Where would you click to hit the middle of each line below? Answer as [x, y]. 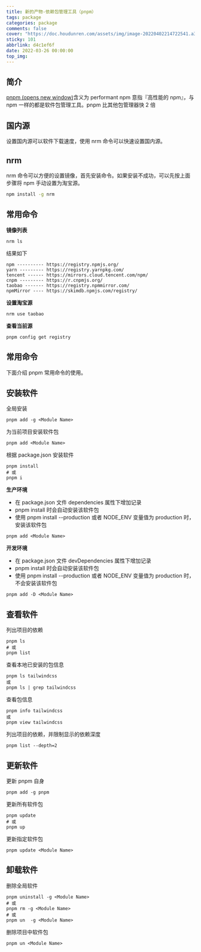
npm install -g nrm [31, 194]
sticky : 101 [21, 39]
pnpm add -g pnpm [28, 792]
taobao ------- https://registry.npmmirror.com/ [68, 285]
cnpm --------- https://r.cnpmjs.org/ [54, 280]
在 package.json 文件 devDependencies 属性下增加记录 [83, 561]
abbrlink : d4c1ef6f [31, 45]
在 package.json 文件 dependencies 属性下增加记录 [78, 503]
